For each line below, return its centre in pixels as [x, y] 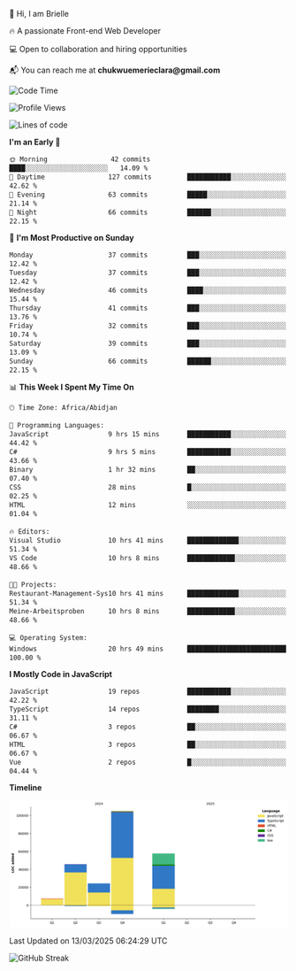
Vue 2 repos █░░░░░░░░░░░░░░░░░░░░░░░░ [148, 762]
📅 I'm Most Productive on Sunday [72, 238]
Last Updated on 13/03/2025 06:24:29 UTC [88, 941]
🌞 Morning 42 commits [80, 159]
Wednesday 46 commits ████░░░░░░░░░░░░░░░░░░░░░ [148, 290]
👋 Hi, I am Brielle [39, 14]
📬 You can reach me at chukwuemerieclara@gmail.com [115, 70]
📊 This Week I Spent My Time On [72, 387]
